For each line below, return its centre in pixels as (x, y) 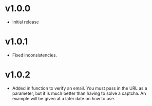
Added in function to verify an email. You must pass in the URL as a (80, 88)
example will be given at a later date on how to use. (64, 98)
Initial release (25, 22)
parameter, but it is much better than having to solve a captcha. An (79, 93)
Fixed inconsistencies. (34, 55)
